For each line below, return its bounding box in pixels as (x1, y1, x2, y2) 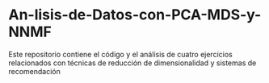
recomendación (8, 66, 61, 76)
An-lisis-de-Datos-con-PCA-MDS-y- (8, 6, 262, 24)
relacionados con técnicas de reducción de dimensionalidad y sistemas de (8, 58, 257, 68)
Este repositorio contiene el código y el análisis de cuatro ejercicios (8, 49, 233, 59)
